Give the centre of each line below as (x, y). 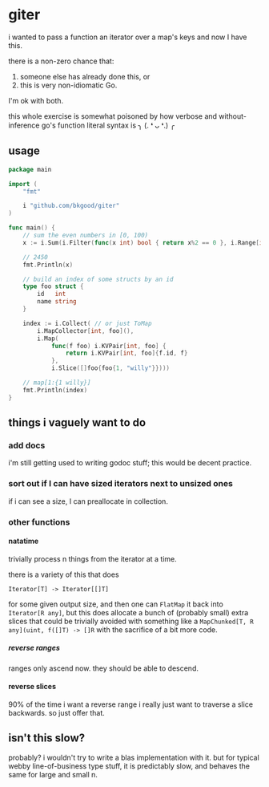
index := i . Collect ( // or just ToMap (87, 323)
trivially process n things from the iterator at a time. (93, 558)
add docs (27, 445)
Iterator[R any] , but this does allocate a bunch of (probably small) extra (128, 612)
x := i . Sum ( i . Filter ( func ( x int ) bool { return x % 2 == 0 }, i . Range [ (141, 242)
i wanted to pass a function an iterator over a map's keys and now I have (128, 37)
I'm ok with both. (36, 100)
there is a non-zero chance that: (61, 61)
